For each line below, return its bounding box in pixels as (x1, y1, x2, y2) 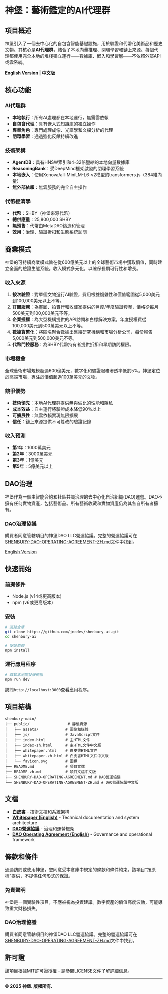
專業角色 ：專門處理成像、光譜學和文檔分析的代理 (12, 127, 113, 133)
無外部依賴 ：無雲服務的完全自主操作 (12, 184, 87, 190)
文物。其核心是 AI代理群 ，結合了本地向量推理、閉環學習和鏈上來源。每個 (5, 47, 154, 53)
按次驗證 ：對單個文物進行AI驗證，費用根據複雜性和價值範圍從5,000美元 (12, 291, 160, 298)
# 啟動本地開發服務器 (5, 672, 43, 677)
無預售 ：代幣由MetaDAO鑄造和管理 (12, 223, 85, 229)
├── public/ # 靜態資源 (5, 721, 87, 726)
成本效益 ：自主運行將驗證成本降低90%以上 (12, 406, 101, 412)
